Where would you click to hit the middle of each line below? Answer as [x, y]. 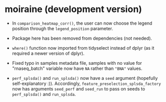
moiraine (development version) [73, 9]
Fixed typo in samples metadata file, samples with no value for [77, 63]
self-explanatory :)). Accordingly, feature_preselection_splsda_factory [86, 83]
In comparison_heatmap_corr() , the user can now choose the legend [82, 23]
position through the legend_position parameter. [62, 28]
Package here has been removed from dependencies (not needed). [82, 38]
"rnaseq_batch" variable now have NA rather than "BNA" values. [77, 68]
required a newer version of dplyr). [48, 53]
